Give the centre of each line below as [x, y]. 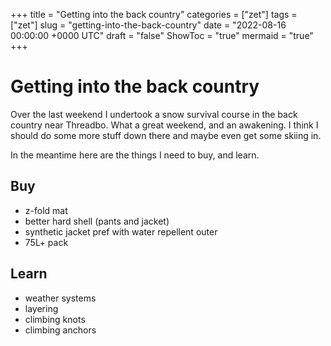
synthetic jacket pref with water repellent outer [121, 231]
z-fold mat [46, 210]
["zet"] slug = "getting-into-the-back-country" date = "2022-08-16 [148, 25]
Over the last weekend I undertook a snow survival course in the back [154, 114]
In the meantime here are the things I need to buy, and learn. [135, 155]
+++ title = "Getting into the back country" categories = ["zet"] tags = [154, 14]
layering [41, 308]
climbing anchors [60, 330]
